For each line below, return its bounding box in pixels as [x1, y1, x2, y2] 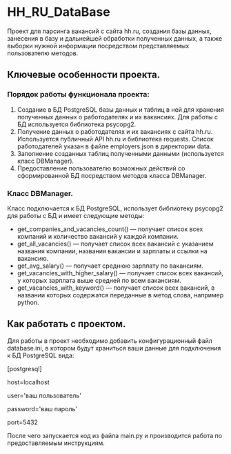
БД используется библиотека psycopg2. [17, 120, 137, 128]
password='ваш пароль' [7, 404, 78, 413]
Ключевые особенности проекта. [7, 69, 161, 81]
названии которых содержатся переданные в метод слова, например [17, 290, 224, 299]
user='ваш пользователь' [7, 391, 81, 399]
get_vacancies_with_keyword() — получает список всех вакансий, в [17, 284, 215, 292]
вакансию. [17, 254, 49, 262]
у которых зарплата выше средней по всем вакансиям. [17, 276, 181, 284]
